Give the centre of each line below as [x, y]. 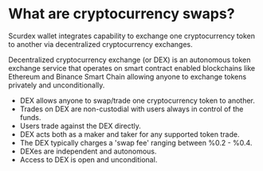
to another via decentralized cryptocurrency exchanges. [100, 44]
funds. [30, 117]
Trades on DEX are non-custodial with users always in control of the [131, 109]
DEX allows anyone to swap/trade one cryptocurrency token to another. [137, 100]
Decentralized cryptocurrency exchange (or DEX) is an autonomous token [130, 60]
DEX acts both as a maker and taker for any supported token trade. [130, 134]
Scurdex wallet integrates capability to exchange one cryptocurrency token [131, 36]
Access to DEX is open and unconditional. [88, 159]
